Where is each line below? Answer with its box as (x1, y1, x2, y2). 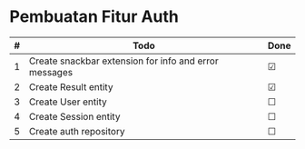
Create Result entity (28, 80, 113, 93)
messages (28, 65, 74, 78)
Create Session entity (28, 110, 121, 123)
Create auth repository (28, 124, 125, 137)
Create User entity (28, 95, 107, 108)
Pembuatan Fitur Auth (9, 6, 180, 27)
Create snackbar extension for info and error (28, 55, 220, 67)
